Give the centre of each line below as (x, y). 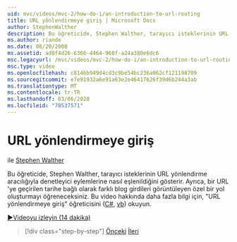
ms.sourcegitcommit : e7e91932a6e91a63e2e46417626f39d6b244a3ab (102, 79)
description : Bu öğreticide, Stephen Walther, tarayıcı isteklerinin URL (118, 34)
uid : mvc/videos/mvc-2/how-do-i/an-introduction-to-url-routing (104, 14)
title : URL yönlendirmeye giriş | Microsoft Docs (82, 20)
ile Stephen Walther (36, 160)
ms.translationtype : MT (42, 86)
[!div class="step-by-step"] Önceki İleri (81, 231)
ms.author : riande (34, 40)
